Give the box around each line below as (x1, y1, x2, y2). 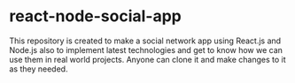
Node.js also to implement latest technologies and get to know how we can (9, 44, 283, 55)
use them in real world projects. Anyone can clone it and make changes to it (9, 54, 286, 64)
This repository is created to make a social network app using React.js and (9, 35, 282, 46)
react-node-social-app (9, 6, 182, 26)
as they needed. (9, 64, 68, 74)
